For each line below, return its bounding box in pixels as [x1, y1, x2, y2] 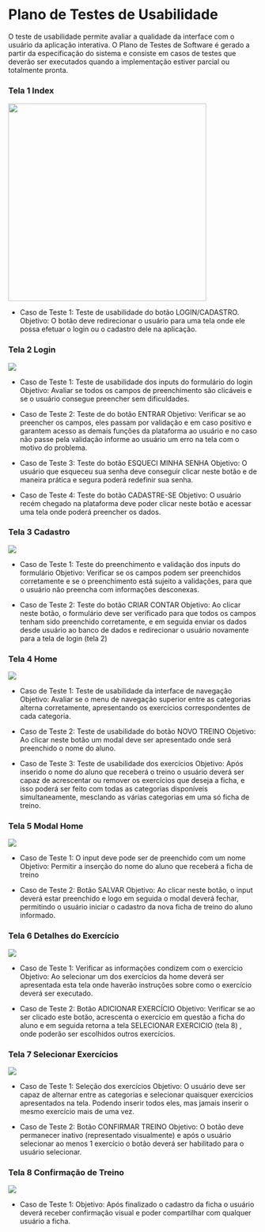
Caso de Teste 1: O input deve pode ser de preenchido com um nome [19, 853, 246, 863]
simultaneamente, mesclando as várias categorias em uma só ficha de [19, 792, 250, 802]
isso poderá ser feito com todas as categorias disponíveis [19, 784, 208, 794]
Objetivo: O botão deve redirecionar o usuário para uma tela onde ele [19, 316, 245, 326]
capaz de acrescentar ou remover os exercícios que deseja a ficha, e [19, 776, 245, 785]
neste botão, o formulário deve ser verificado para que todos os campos [19, 608, 256, 618]
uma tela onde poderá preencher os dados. [19, 507, 161, 516]
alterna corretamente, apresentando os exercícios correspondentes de [19, 703, 251, 712]
